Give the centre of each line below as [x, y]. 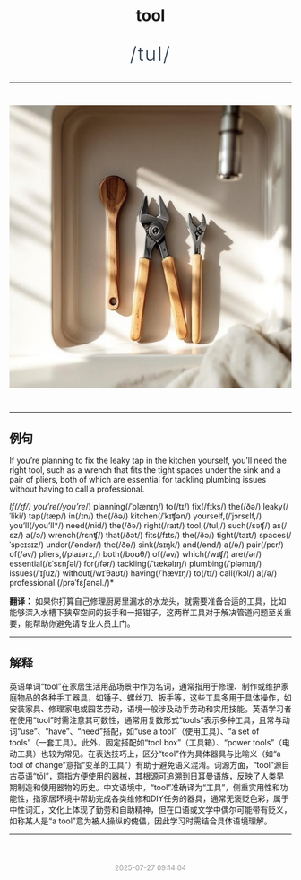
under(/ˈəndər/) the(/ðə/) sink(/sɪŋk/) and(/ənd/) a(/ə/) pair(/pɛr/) [165, 545]
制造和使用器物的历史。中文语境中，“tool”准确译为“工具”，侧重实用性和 [148, 787]
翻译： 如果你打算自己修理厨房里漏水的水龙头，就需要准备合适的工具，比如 [148, 601]
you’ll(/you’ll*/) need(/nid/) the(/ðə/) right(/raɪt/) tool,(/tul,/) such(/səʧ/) [140, 525]
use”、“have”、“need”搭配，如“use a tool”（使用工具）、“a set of [140, 731]
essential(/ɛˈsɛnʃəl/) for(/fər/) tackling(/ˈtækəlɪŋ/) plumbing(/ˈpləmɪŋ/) [136, 563]
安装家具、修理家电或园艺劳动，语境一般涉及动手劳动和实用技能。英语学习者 [150, 709]
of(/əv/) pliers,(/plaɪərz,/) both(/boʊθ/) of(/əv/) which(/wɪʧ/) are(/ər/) [136, 554]
